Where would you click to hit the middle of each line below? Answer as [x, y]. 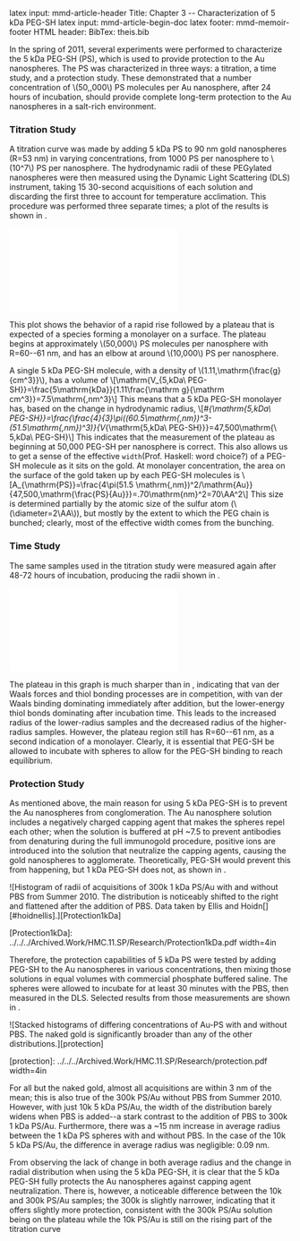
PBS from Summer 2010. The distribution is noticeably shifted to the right [144, 896]
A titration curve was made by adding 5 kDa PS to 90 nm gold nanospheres [148, 149]
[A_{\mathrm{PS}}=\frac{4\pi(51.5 [72, 485]
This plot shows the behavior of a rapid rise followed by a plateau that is [142, 325]
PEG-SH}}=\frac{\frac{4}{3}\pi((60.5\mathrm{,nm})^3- [111, 418]
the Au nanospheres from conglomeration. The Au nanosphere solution [141, 812]
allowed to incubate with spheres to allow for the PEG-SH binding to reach [146, 750]
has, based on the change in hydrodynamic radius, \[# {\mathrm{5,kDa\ [140, 409]
